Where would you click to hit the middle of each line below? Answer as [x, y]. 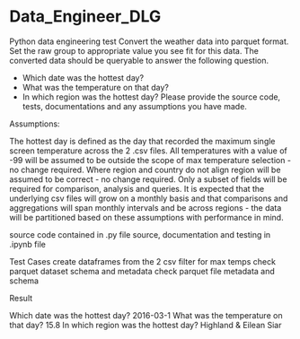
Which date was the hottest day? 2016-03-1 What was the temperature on [146, 315]
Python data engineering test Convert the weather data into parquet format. [149, 41]
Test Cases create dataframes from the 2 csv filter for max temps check [143, 261]
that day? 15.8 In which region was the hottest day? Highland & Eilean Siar [146, 325]
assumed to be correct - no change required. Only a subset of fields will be [148, 179]
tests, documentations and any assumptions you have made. [134, 106]
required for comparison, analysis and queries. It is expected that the [137, 188]
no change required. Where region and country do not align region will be [145, 169]
